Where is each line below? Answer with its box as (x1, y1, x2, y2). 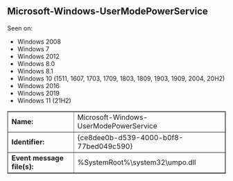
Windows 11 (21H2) (17, 96, 71, 105)
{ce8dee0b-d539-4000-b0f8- (77, 132, 184, 142)
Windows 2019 (17, 89, 60, 97)
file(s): (11, 162, 34, 171)
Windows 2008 (17, 37, 61, 46)
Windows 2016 (17, 81, 60, 89)
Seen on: (7, 24, 33, 32)
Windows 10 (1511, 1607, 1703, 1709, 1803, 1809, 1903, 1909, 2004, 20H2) (17, 74, 225, 83)
